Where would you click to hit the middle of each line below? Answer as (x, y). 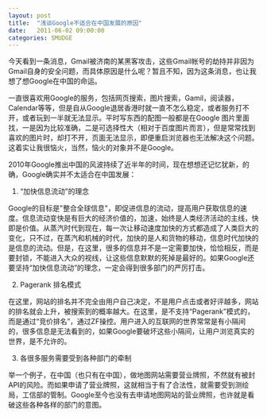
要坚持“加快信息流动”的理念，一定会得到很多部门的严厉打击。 (109, 268)
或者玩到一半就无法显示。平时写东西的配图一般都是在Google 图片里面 (136, 118)
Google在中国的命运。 (65, 81)
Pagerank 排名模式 (50, 285)
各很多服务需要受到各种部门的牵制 (75, 358)
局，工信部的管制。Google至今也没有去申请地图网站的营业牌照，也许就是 (128, 395)
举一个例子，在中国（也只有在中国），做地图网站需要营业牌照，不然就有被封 (132, 375)
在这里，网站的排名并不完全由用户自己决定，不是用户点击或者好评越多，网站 (133, 302)
